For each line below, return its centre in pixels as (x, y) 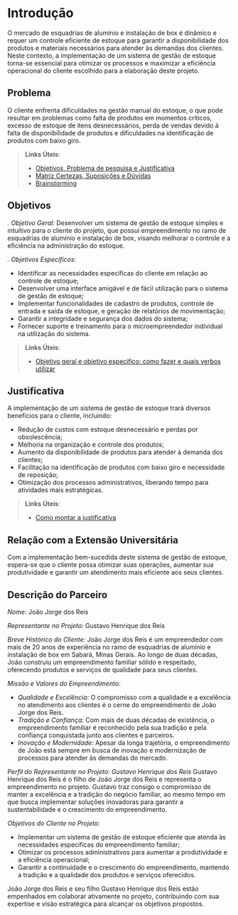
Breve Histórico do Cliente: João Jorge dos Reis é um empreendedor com (115, 639)
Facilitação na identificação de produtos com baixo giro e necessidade (121, 467)
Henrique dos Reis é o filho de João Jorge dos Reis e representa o (104, 779)
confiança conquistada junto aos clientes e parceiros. (96, 735)
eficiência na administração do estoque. (66, 245)
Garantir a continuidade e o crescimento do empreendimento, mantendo (123, 867)
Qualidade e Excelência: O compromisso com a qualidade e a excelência (124, 697)
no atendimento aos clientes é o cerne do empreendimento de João (117, 705)
